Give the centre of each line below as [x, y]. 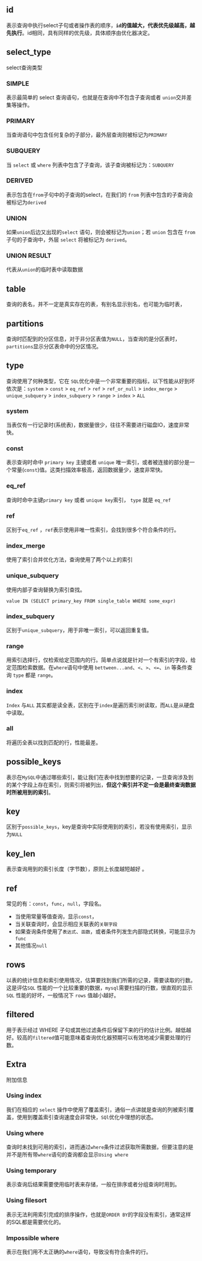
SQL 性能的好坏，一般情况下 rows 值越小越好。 [63, 995]
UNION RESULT [29, 256]
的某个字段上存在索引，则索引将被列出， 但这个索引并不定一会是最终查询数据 [101, 785]
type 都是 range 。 [35, 675]
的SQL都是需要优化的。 [35, 1222]
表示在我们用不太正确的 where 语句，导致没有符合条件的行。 [79, 1251]
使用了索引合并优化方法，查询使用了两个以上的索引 [69, 560]
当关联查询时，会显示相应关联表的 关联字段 [66, 924]
